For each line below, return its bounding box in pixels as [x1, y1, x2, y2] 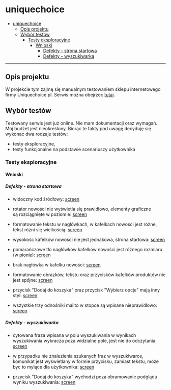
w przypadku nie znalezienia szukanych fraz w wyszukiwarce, [12, 353, 144, 359]
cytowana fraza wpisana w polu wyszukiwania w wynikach [12, 332, 136, 338]
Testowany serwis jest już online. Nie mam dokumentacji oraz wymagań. [5, 120, 158, 126]
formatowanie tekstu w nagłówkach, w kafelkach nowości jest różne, [12, 221, 157, 228]
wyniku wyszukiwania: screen [12, 379, 76, 385]
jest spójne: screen [12, 277, 53, 283]
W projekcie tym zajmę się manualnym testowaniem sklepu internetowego [5, 86, 161, 92]
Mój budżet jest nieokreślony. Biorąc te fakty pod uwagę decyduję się [5, 125, 151, 131]
